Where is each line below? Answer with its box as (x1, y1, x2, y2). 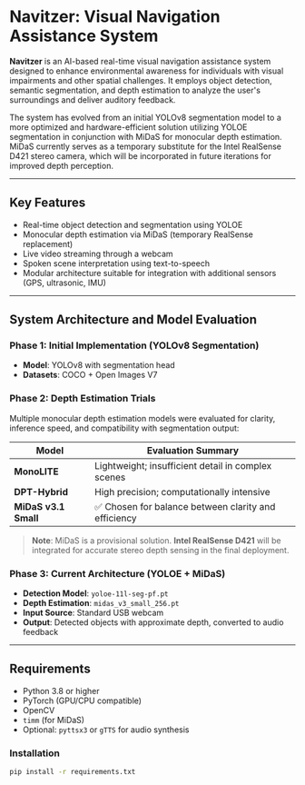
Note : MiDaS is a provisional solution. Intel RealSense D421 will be (31, 534, 281, 546)
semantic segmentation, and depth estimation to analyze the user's (9, 84, 261, 95)
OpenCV (22, 704, 55, 715)
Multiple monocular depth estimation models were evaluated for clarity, (9, 412, 276, 423)
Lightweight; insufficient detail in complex (94, 459, 272, 472)
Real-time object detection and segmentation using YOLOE (22, 219, 243, 230)
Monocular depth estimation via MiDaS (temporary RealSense (22, 229, 254, 240)
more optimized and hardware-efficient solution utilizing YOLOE (9, 121, 248, 133)
